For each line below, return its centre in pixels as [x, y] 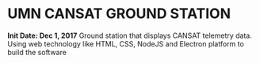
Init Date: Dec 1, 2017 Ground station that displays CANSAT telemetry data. [130, 35]
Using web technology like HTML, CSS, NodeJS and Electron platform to [126, 43]
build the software [37, 52]
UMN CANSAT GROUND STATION [119, 14]
